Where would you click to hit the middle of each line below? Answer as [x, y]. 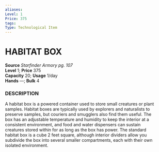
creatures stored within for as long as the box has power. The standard [76, 130]
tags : [10, 23]
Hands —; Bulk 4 [22, 81]
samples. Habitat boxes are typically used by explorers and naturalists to [78, 109]
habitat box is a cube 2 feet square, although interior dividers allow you [76, 135]
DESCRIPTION [22, 93]
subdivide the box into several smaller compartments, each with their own [79, 140]
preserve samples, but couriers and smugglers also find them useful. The [78, 114]
